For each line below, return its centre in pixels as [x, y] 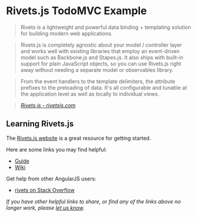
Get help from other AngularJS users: [51, 179]
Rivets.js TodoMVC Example [76, 11]
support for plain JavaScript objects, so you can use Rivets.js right [101, 64]
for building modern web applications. [66, 33]
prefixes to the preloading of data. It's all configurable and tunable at [103, 87]
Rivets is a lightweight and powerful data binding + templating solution [106, 27]
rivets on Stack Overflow [44, 190]
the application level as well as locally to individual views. [90, 94]
